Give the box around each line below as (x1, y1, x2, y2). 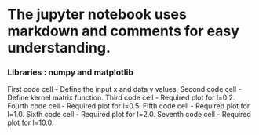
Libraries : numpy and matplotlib (7, 67, 134, 78)
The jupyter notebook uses (7, 5, 188, 24)
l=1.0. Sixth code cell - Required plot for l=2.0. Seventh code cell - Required (7, 110, 252, 119)
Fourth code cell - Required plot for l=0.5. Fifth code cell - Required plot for (7, 101, 250, 111)
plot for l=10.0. (7, 118, 54, 127)
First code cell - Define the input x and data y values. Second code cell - (7, 85, 242, 94)
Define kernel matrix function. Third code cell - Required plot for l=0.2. (7, 93, 235, 103)
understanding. (7, 39, 111, 57)
